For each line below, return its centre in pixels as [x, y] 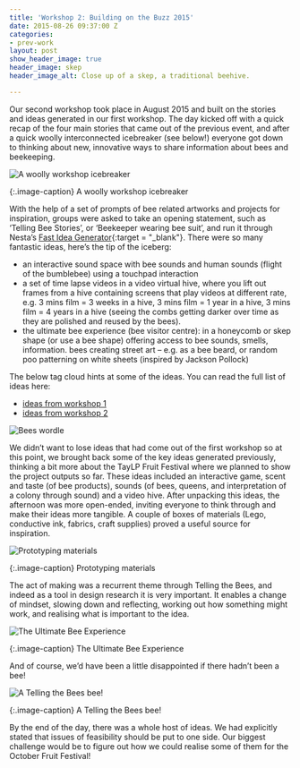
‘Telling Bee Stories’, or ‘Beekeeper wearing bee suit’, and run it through [141, 227]
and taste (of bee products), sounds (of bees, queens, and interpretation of [148, 485]
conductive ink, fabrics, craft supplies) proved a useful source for [130, 524]
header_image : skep [46, 68]
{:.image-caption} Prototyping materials [82, 567]
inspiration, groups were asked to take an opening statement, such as [138, 218]
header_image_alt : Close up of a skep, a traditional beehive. [130, 76]
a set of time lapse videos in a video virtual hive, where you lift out [144, 283]
